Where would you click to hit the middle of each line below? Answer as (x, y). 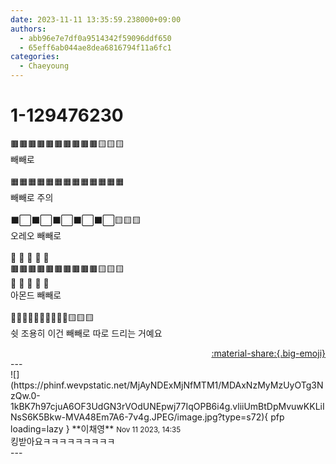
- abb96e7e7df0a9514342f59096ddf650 (95, 38)
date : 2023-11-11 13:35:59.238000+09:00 (96, 19)
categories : (35, 57)
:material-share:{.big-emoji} (268, 353)
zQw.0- (25, 395)
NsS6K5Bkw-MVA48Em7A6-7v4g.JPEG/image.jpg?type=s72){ (139, 417)
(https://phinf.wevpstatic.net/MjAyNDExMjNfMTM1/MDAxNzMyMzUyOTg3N (167, 385)
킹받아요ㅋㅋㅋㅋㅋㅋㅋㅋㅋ (63, 441)
